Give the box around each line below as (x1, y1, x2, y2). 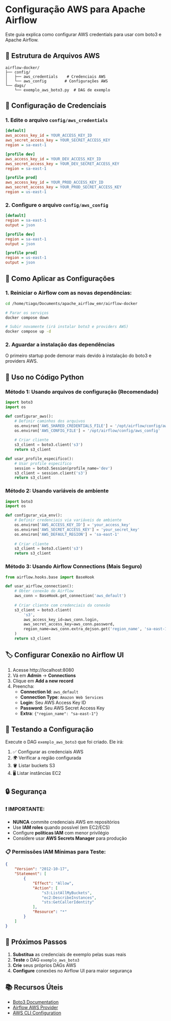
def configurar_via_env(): (5, 513, 63, 518)
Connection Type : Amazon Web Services (20, 694, 104, 700)
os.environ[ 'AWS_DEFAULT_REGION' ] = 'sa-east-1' (14, 532, 120, 537)
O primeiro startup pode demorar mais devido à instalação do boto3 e (5, 352, 152, 359)
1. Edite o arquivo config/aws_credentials (5, 116, 108, 124)
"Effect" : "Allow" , (32, 881, 74, 886)
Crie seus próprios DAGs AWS (12, 962, 76, 968)
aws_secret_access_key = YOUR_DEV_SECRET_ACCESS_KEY (5, 161, 120, 167)
